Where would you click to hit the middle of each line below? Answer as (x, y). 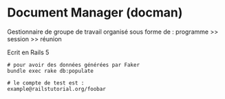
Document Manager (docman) (95, 13)
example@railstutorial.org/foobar (57, 89)
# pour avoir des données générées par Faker (73, 65)
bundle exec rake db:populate (51, 71)
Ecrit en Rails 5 (28, 52)
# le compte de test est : (46, 83)
